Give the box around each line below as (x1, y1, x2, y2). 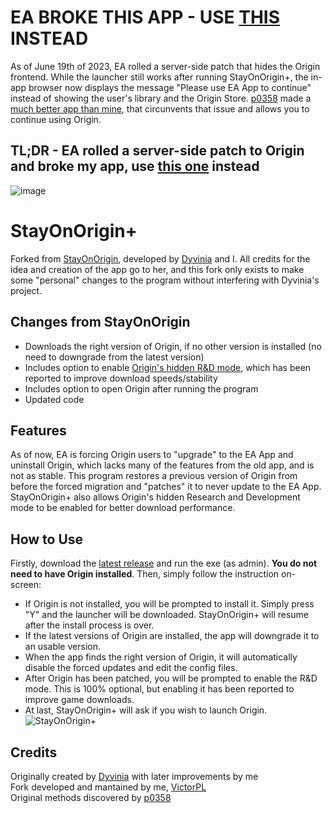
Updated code (24, 393, 85, 405)
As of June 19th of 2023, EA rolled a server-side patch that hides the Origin (10, 60, 321, 72)
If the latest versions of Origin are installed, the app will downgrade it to (24, 630, 320, 642)
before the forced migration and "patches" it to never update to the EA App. (10, 481, 322, 493)
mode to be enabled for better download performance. (10, 502, 236, 514)
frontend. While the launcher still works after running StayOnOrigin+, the (10, 71, 309, 83)
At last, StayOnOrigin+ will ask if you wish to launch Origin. (24, 704, 268, 716)
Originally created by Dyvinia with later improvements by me (10, 770, 259, 782)
